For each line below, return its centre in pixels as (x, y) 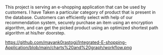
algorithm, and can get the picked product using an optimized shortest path (82, 28)
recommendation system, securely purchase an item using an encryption (79, 22)
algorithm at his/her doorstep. (35, 33)
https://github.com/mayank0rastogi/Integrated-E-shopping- (66, 42)
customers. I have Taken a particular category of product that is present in (81, 12)
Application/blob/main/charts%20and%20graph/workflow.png (68, 47)
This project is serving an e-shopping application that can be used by (76, 7)
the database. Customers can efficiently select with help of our (69, 17)
